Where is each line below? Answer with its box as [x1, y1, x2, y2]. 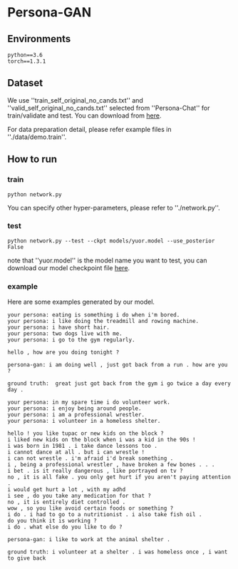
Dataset [7, 77, 43, 89]
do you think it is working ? [7, 518, 98, 525]
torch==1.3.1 [7, 58, 46, 65]
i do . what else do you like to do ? [7, 523, 123, 531]
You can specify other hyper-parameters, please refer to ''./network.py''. [7, 203, 221, 212]
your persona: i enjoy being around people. [7, 405, 142, 412]
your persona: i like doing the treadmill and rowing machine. [7, 318, 200, 325]
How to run [7, 153, 58, 165]
